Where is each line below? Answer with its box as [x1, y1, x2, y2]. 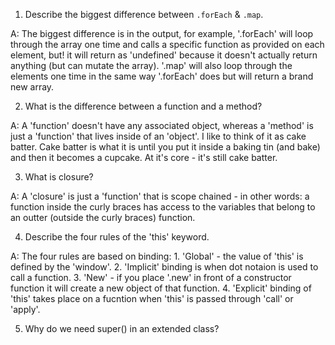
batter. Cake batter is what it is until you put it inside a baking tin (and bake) [10, 141, 321, 153]
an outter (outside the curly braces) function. [10, 212, 196, 223]
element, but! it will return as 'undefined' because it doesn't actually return [10, 49, 318, 61]
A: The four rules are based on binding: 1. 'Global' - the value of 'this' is [10, 250, 304, 262]
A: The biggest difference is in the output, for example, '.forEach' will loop [10, 28, 314, 39]
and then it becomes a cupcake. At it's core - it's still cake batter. [10, 152, 278, 163]
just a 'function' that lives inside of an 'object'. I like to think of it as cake [10, 130, 307, 142]
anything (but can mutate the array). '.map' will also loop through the [10, 60, 293, 71]
